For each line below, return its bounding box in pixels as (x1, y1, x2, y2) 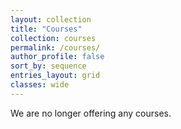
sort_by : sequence (10, 61, 87, 71)
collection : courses (10, 33, 97, 43)
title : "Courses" (10, 24, 83, 34)
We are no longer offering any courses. (10, 107, 172, 119)
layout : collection (10, 14, 92, 25)
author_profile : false (10, 52, 105, 62)
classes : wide (10, 80, 70, 90)
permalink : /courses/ (10, 42, 101, 53)
